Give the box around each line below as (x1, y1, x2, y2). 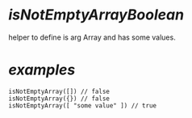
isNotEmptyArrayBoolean (8, 6, 184, 24)
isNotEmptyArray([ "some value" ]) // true (8, 101, 157, 110)
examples (8, 61, 76, 79)
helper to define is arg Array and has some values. (8, 32, 176, 42)
